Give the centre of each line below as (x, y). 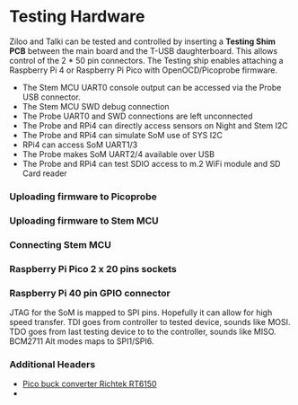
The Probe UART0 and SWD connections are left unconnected (137, 116)
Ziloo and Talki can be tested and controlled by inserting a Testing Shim (143, 41)
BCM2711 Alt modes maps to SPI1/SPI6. (82, 341)
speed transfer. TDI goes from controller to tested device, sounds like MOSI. (150, 321)
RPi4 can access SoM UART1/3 (80, 145)
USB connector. (51, 97)
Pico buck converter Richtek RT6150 (89, 384)
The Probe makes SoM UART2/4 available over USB (118, 154)
